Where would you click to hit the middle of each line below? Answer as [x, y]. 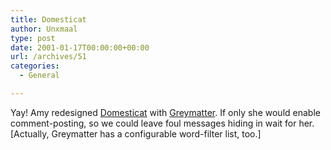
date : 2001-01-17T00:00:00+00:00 [80, 47]
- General [39, 76]
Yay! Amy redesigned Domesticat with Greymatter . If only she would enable [165, 112]
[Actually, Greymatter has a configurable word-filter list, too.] [136, 133]
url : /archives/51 [48, 57]
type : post [33, 38]
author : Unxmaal [44, 29]
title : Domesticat [48, 19]
